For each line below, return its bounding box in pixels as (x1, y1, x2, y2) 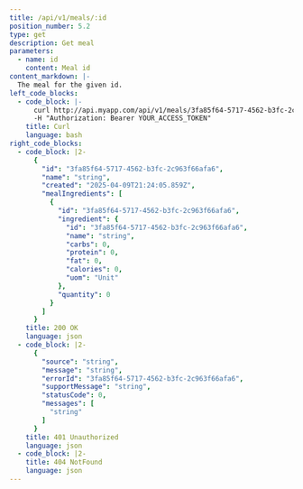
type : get (9, 30, 47, 39)
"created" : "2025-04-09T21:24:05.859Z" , (41, 181, 196, 190)
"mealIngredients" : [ (41, 189, 124, 198)
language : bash (25, 131, 83, 140)
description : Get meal (9, 38, 95, 48)
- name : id (17, 55, 59, 64)
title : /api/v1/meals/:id (9, 13, 106, 23)
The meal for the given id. (17, 80, 124, 89)
